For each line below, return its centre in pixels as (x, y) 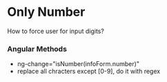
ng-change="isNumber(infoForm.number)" (78, 64)
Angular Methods (37, 49)
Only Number (46, 12)
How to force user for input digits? (56, 31)
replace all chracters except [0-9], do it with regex (89, 71)
